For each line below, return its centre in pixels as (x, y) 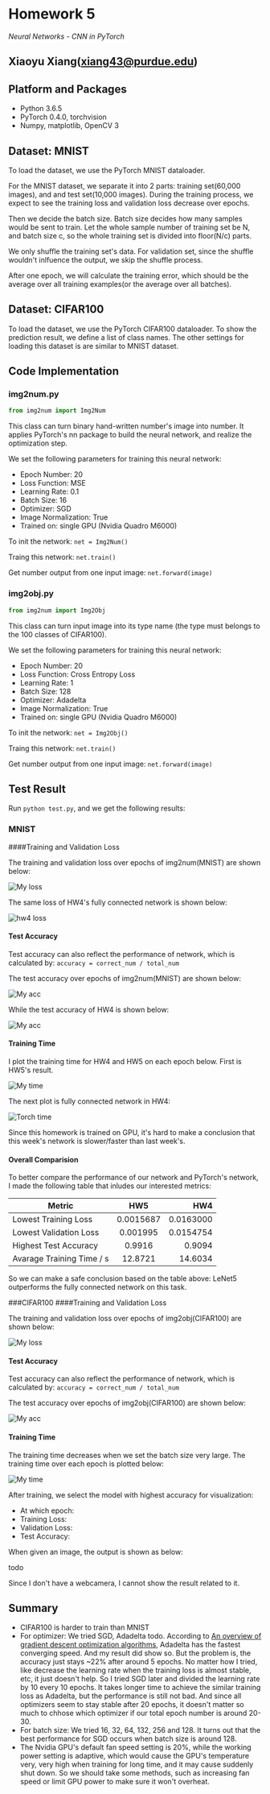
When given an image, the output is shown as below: (96, 1552)
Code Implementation (63, 371)
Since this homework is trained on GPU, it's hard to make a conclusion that (132, 1133)
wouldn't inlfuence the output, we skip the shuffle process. (106, 259)
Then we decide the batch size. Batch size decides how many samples (125, 218)
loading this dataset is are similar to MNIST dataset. (94, 346)
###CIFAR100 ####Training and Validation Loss (88, 1303)
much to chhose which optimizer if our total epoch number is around (133, 1713)
